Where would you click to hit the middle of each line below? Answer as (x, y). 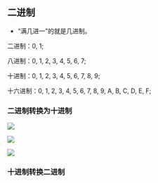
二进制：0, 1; (26, 46)
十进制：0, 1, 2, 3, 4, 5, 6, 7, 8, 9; (54, 75)
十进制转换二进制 (36, 172)
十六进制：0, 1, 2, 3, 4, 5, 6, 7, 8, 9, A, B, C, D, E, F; (79, 91)
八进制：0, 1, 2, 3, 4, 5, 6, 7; (47, 61)
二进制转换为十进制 (40, 111)
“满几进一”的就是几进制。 (54, 31)
